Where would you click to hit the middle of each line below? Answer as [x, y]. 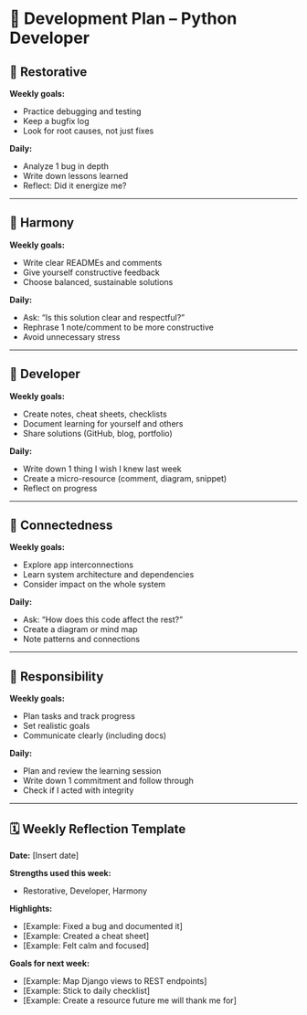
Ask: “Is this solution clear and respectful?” [104, 317]
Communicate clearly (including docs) [95, 735]
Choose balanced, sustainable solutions [98, 281]
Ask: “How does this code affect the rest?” [103, 619]
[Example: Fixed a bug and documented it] [102, 926]
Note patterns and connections [81, 640]
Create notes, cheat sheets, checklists [95, 414]
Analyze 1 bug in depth [66, 166]
